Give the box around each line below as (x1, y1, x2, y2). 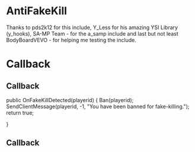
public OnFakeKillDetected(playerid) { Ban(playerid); (6, 96, 134, 103)
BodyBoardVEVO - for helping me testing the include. (6, 36, 136, 43)
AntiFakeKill (6, 4, 67, 18)
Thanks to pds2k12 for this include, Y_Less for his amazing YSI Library (6, 24, 178, 31)
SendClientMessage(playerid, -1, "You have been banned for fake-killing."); (6, 103, 190, 110)
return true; (6, 109, 34, 116)
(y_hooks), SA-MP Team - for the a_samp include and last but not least (6, 30, 179, 37)
